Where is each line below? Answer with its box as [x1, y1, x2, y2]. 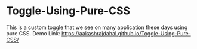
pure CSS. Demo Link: [6, 30, 61, 37]
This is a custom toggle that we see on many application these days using [6, 24, 188, 31]
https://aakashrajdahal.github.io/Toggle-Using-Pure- [61, 30, 191, 37]
